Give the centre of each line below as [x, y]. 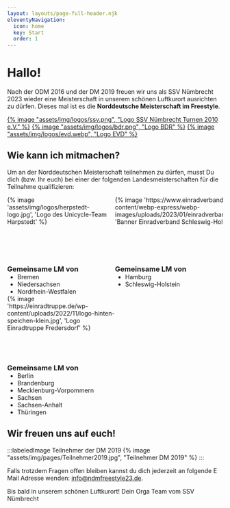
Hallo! [24, 73]
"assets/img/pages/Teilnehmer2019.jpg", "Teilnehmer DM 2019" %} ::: [106, 457]
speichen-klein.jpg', [35, 320]
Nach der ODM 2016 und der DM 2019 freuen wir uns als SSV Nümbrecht [110, 92]
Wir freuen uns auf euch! [62, 434]
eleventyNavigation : [37, 20]
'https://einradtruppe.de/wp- [48, 306]
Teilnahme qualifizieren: [41, 186]
